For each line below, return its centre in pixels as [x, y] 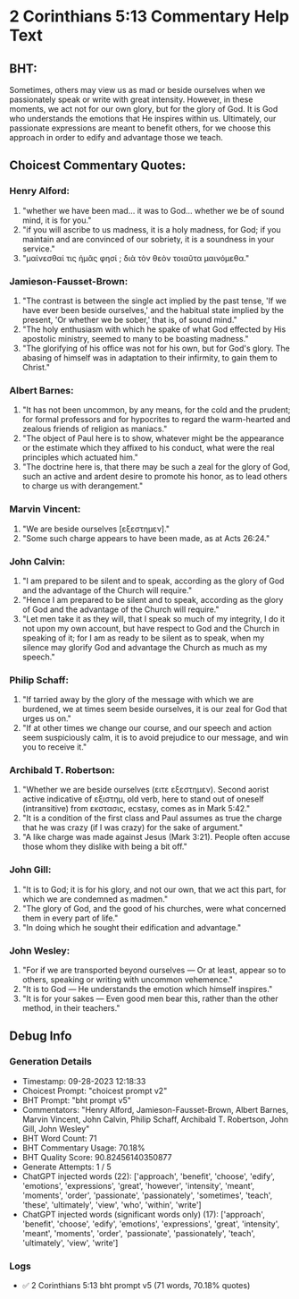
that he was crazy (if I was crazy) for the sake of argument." [133, 828]
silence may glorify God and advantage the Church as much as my [145, 647]
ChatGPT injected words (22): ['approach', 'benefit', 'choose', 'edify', [148, 1176]
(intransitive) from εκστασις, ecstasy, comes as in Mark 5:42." [136, 809]
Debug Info [41, 1036]
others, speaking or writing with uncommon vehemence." [128, 980]
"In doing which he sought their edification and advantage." [132, 927]
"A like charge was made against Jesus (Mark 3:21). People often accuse [156, 837]
